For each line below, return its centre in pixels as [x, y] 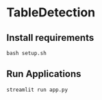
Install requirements [50, 38]
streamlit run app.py [37, 90]
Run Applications [44, 74]
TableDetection [51, 13]
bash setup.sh [27, 53]
